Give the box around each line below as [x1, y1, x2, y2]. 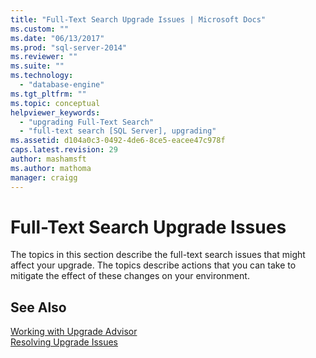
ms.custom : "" [10, 24, 70, 34]
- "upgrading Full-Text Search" [19, 117, 155, 127]
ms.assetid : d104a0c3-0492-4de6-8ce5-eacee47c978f [10, 136, 226, 146]
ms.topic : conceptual [10, 98, 101, 108]
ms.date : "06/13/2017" [10, 33, 105, 43]
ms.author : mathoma [10, 163, 92, 173]
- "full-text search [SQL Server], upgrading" [19, 126, 217, 136]
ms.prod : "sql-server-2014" [10, 42, 128, 53]
